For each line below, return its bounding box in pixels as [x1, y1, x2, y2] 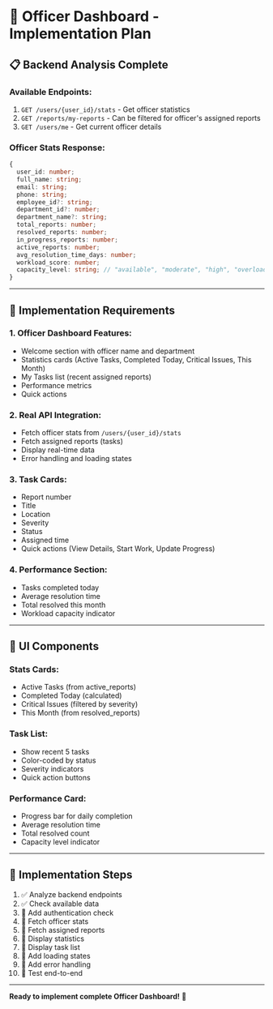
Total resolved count [20, 828, 90, 838]
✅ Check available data [20, 899, 100, 909]
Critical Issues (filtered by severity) [20, 699, 139, 709]
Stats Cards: [9, 664, 59, 675]
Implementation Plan [9, 24, 152, 43]
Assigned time [20, 535, 70, 545]
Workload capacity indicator [20, 608, 116, 618]
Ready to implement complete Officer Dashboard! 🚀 [9, 991, 187, 1001]
